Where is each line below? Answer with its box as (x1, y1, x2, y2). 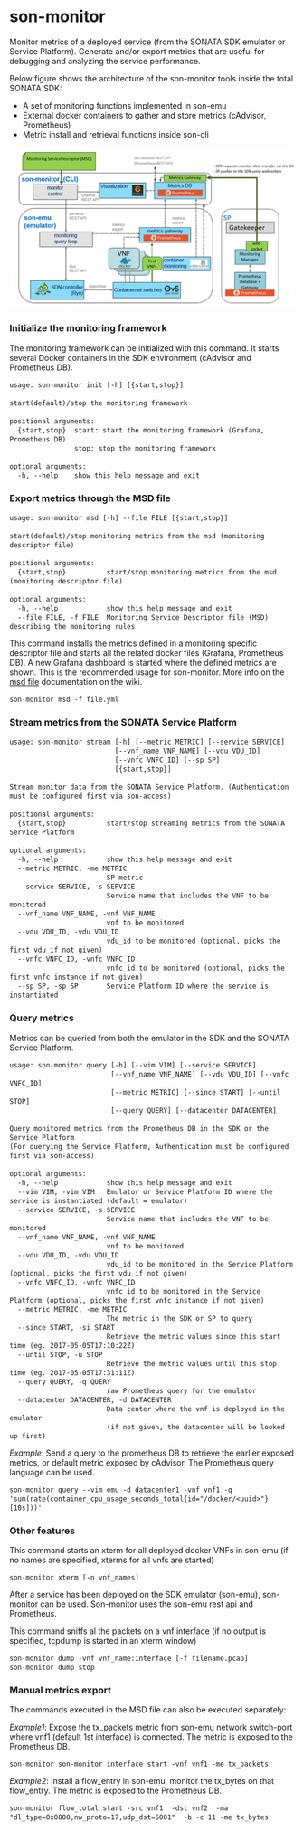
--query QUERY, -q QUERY (17, 1377, 111, 1386)
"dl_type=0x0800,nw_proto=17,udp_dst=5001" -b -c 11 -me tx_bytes (9, 1813, 270, 1822)
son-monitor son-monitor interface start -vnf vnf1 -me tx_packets (9, 1760, 270, 1769)
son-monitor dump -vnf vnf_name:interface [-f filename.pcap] (9, 1654, 249, 1663)
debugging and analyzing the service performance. (9, 55, 201, 66)
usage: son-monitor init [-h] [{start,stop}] (9, 380, 184, 390)
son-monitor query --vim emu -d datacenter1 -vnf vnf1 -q (9, 1485, 232, 1494)
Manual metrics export (9, 1684, 111, 1696)
